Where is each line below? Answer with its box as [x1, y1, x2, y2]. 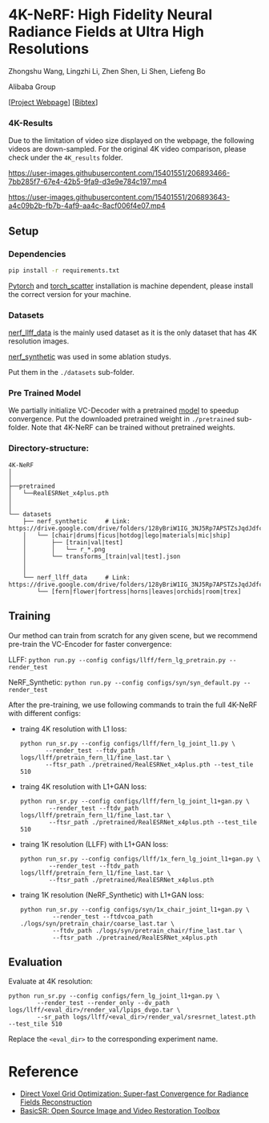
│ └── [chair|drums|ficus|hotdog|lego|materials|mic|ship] [22, 531, 231, 539]
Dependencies [8, 248, 66, 259]
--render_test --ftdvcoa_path [52, 913, 154, 921]
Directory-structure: [8, 443, 90, 454]
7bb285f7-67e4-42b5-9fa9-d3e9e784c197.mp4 [8, 177, 167, 186]
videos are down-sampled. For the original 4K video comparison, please [8, 144, 247, 154]
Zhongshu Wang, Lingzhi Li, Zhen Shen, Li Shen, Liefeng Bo [8, 66, 206, 75]
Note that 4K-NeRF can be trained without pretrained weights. [30, 423, 235, 433]
